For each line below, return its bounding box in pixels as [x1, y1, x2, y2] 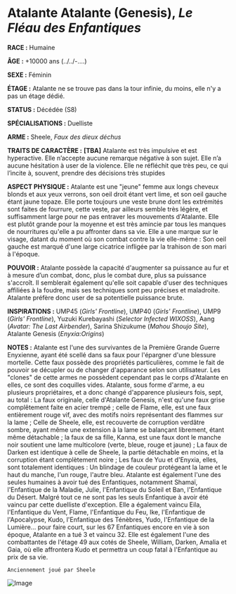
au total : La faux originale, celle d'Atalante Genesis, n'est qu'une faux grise [7, 395, 225, 404]
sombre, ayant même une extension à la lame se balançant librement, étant [7, 425, 225, 434]
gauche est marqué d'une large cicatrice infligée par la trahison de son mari [7, 242, 227, 251]
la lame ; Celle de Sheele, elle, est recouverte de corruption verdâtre [7, 418, 205, 426]
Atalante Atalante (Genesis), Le [7, 5, 193, 21]
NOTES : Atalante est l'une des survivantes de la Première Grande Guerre [7, 343, 220, 352]
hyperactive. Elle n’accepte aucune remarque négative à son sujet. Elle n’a [7, 154, 222, 162]
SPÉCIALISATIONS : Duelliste [7, 118, 93, 128]
